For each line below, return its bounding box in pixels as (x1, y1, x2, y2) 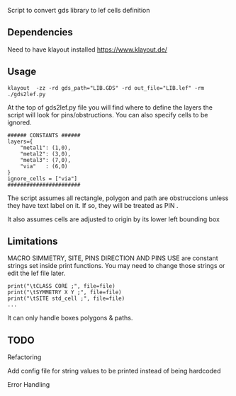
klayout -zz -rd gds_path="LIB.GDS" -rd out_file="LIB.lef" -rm (7, 84, 204, 91)
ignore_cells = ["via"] (7, 175, 78, 182)
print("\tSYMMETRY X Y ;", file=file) (7, 289, 122, 296)
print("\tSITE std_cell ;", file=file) (7, 295, 125, 303)
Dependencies (7, 26, 73, 38)
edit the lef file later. (7, 269, 66, 278)
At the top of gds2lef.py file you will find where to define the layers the (7, 103, 213, 112)
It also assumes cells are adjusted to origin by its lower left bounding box (7, 215, 220, 223)
